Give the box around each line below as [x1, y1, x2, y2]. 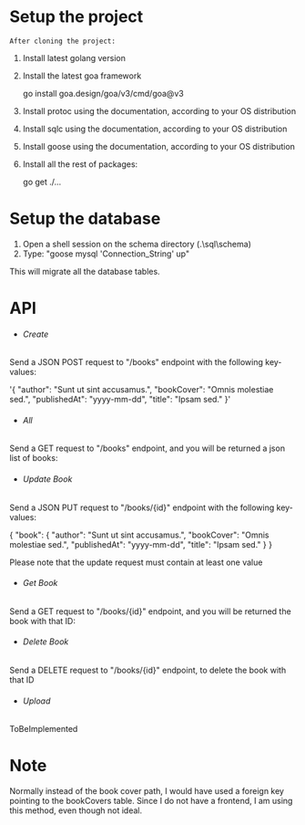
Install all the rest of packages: [22, 158, 138, 170]
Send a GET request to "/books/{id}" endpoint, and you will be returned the [9, 605, 291, 617]
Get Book [22, 578, 58, 589]
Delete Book [22, 636, 69, 647]
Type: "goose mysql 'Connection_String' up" [22, 248, 189, 259]
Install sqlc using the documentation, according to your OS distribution [22, 123, 288, 134]
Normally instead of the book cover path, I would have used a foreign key [9, 786, 285, 797]
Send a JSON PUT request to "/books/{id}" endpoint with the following [9, 502, 275, 513]
